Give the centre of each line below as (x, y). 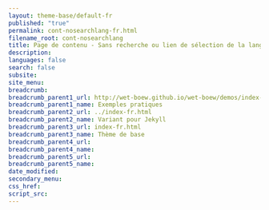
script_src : (28, 194)
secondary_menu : (35, 179)
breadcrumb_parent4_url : (50, 142)
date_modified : (34, 172)
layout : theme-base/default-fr (60, 16)
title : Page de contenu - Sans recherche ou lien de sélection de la (127, 46)
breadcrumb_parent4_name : (51, 149)
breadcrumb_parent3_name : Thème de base (77, 134)
